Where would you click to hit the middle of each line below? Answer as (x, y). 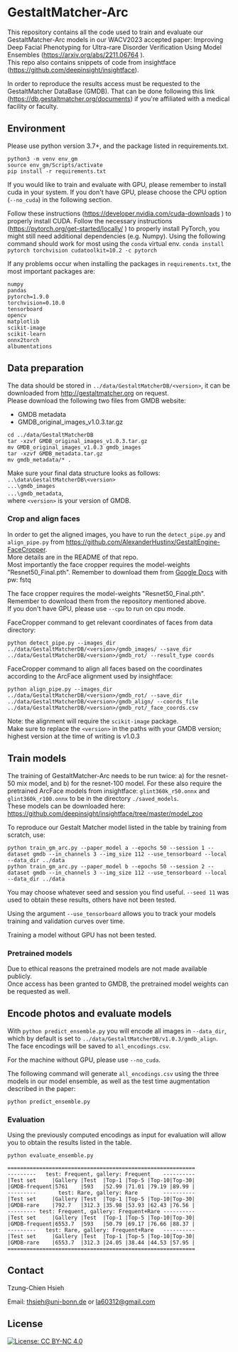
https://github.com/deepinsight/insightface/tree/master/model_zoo (105, 813)
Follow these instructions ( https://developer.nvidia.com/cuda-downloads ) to (119, 213)
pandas (17, 290)
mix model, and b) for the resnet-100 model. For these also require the (119, 783)
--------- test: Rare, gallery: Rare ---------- (101, 1193)
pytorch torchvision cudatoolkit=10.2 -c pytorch (82, 250)
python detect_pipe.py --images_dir (61, 643)
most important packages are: (52, 271)
